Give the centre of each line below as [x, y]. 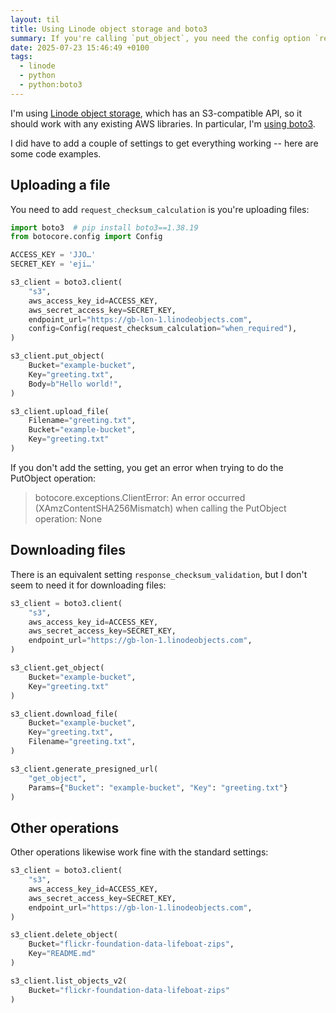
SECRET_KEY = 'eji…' [53, 264]
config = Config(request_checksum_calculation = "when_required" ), [163, 329]
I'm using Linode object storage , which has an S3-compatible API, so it [156, 113]
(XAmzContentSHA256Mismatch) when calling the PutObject [160, 508]
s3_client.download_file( [64, 714]
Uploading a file [60, 185]
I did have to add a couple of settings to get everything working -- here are [164, 143]
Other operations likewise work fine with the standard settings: [139, 852]
